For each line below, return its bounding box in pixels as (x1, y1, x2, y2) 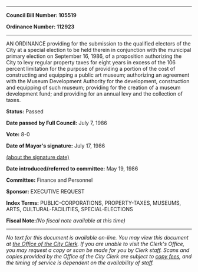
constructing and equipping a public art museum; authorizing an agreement (6, 71, 190, 78)
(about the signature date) (6, 154, 70, 160)
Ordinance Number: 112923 (6, 23, 75, 30)
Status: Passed (6, 108, 44, 115)
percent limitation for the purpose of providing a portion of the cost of (6, 65, 176, 72)
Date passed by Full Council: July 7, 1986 (6, 119, 108, 126)
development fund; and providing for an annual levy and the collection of (6, 90, 183, 97)
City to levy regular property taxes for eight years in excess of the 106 (6, 59, 176, 65)
